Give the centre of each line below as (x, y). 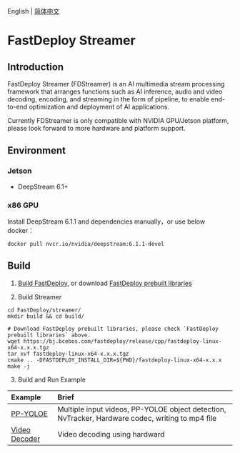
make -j (19, 366)
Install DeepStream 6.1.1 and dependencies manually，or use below (106, 221)
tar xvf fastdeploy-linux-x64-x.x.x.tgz (69, 354)
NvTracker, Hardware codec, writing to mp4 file (137, 418)
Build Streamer (40, 297)
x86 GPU (23, 205)
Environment (37, 150)
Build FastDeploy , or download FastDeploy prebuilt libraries (105, 283)
